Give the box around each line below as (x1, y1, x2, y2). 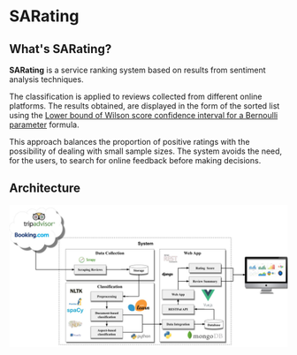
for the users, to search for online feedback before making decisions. (9, 155, 262, 165)
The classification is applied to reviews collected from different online (9, 91, 263, 102)
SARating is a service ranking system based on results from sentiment (9, 64, 267, 75)
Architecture (9, 181, 81, 196)
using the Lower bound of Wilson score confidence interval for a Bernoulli (9, 110, 278, 120)
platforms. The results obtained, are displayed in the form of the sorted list (9, 101, 280, 111)
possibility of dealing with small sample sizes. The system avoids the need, (9, 146, 283, 156)
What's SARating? (9, 42, 112, 57)
